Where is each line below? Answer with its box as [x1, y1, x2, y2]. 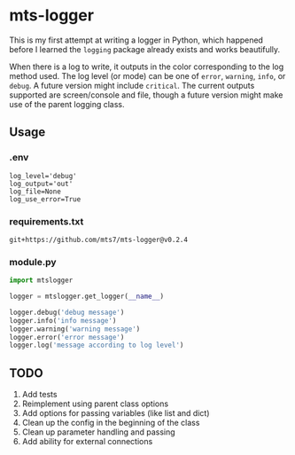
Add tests [21, 389, 58, 400]
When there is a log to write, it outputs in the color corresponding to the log [9, 61, 284, 72]
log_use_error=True [9, 194, 82, 204]
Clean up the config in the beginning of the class [21, 418, 200, 428]
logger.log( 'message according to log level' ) [9, 341, 184, 350]
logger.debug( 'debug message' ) [9, 308, 125, 317]
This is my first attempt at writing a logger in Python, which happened [9, 35, 264, 45]
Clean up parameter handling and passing [21, 427, 175, 437]
